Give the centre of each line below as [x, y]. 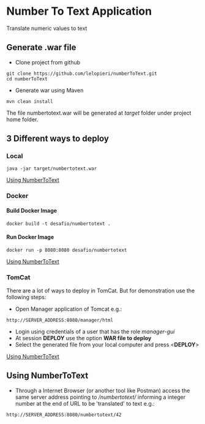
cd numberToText [27, 79]
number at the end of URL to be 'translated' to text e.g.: [85, 403]
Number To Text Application [79, 11]
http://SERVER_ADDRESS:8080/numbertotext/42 [64, 415]
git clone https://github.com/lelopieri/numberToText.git [82, 74]
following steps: [26, 297]
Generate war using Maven [49, 90]
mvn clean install [30, 101]
